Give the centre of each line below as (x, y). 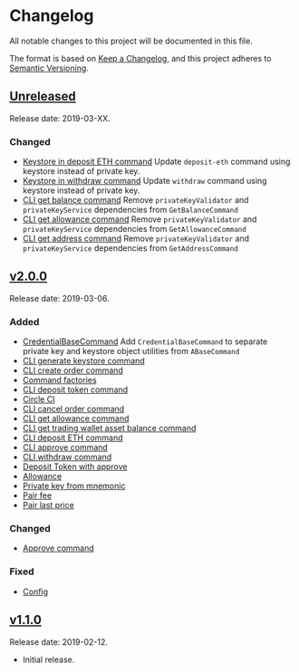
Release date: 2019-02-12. (59, 642)
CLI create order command (73, 370)
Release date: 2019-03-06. (60, 298)
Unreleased (43, 96)
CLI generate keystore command (83, 361)
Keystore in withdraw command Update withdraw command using (145, 181)
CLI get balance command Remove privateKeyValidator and (135, 200)
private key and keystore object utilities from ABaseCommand (131, 351)
